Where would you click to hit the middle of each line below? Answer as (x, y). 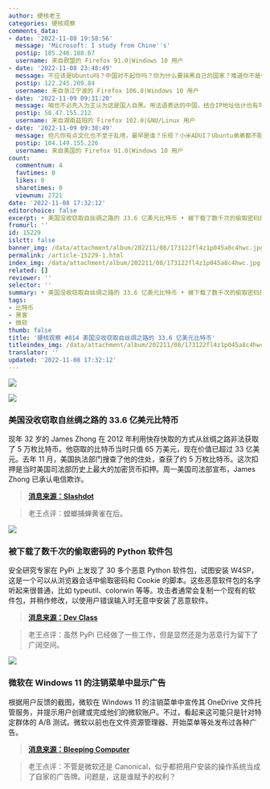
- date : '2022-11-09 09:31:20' (61, 98)
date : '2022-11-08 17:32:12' (57, 203)
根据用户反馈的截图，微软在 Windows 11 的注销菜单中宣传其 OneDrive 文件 (131, 702)
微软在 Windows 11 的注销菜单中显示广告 (87, 683)
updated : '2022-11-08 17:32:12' (62, 360)
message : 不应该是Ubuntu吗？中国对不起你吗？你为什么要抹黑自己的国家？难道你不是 (138, 76)
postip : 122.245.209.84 (55, 83)
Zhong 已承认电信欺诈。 (48, 479)
